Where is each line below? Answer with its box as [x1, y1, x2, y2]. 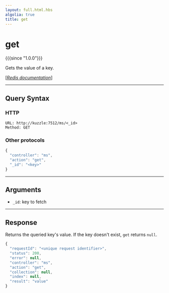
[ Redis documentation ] [5, 75, 53, 81]
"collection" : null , [10, 269, 53, 275]
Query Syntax [5, 94, 50, 102]
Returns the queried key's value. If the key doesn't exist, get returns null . [5, 231, 157, 238]
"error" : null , [10, 255, 42, 260]
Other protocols [5, 137, 45, 144]
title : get [5, 17, 28, 22]
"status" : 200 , [10, 251, 42, 256]
